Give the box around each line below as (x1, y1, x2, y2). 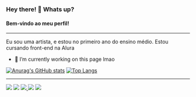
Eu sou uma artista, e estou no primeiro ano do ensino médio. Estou (6, 38, 169, 46)
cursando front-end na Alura (6, 44, 75, 51)
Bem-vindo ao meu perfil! (6, 20, 69, 27)
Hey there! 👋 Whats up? (6, 5, 75, 13)
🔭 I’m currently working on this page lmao (14, 56, 115, 63)
